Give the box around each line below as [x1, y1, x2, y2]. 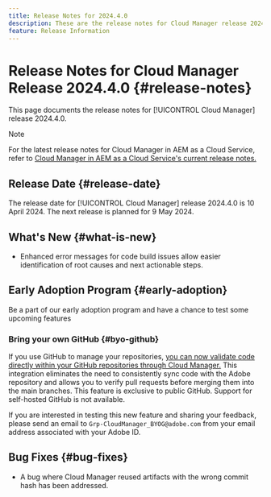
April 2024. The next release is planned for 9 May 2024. [8, 207, 194, 217]
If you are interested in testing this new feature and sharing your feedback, [8, 410, 256, 420]
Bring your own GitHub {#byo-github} [8, 333, 160, 345]
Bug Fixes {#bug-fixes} [8, 450, 129, 464]
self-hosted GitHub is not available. [8, 395, 125, 404]
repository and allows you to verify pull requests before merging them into [8, 378, 255, 387]
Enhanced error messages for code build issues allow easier [19, 251, 222, 261]
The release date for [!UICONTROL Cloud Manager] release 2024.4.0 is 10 [8, 198, 255, 208]
